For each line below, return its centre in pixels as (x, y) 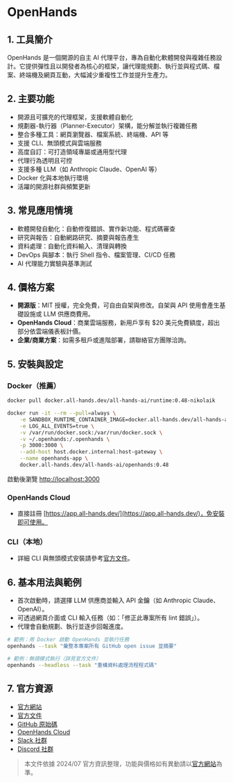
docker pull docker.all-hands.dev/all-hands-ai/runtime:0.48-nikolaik (111, 401)
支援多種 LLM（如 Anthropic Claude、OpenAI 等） (89, 169)
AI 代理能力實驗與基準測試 (54, 263)
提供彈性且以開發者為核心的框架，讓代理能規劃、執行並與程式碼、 (119, 66)
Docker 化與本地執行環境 (53, 177)
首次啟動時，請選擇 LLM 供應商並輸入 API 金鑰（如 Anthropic (104, 600)
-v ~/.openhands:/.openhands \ (65, 439)
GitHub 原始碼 (37, 724)
